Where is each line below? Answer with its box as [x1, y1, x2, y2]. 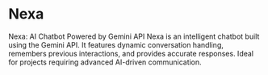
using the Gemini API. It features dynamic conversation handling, [8, 40, 224, 49]
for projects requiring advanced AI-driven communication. [8, 57, 202, 67]
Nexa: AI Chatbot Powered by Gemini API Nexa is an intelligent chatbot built [8, 31, 260, 41]
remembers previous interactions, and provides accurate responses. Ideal [8, 48, 254, 58]
